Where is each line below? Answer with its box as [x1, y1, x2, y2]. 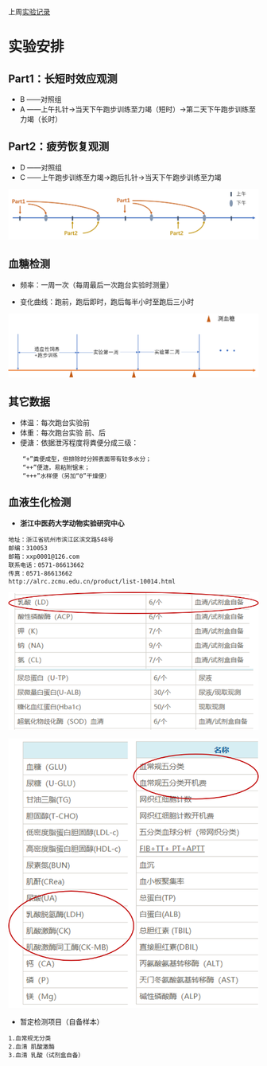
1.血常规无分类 [8, 1034, 52, 1043]
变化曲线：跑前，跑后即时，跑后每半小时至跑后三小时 [19, 297, 195, 307]
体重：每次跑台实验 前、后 [19, 428, 106, 437]
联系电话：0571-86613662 [8, 560, 85, 569]
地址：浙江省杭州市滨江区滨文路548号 [8, 536, 114, 544]
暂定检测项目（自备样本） [19, 1017, 104, 1027]
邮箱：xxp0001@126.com [8, 553, 80, 560]
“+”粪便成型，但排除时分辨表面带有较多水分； [22, 455, 152, 463]
